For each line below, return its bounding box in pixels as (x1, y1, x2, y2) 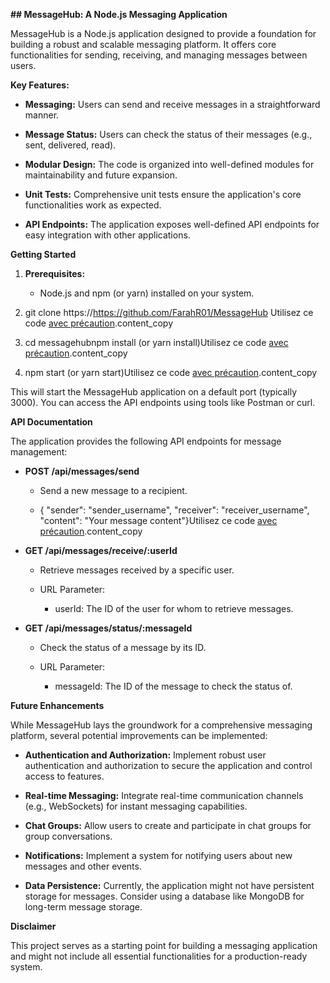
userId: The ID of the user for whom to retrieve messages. (54, 603, 294, 614)
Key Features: (10, 79, 70, 91)
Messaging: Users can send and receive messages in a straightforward (24, 99, 321, 110)
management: (10, 446, 68, 458)
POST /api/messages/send (24, 465, 140, 477)
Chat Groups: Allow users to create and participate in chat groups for (24, 820, 312, 831)
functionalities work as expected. (24, 199, 162, 211)
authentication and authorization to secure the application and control (24, 760, 313, 771)
